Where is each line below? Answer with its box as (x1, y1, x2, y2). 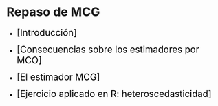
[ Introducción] (16, 27, 77, 39)
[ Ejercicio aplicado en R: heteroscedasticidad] (16, 87, 212, 100)
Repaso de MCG (6, 4, 100, 20)
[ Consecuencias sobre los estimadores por (16, 43, 200, 55)
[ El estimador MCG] (16, 71, 100, 83)
